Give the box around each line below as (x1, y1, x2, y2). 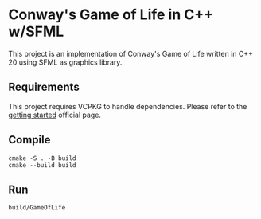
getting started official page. (8, 110, 102, 119)
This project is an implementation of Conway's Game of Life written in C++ (8, 49, 253, 58)
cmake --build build (8, 161, 77, 169)
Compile (8, 133, 51, 147)
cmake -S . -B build (8, 154, 77, 162)
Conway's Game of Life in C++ (8, 6, 213, 24)
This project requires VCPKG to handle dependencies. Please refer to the (8, 101, 247, 111)
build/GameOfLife (8, 204, 66, 212)
